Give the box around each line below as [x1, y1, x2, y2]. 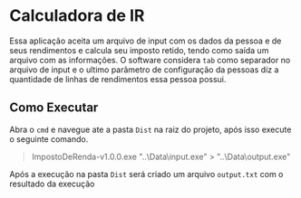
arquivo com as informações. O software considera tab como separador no [9, 54, 291, 65]
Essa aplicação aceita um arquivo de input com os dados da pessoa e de [9, 35, 282, 46]
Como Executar [9, 100, 99, 116]
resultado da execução [9, 178, 95, 189]
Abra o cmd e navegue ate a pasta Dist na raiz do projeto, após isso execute [9, 124, 292, 135]
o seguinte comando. [9, 133, 89, 145]
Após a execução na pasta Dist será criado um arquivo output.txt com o [9, 168, 284, 179]
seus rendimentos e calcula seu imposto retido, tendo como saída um [9, 44, 269, 55]
